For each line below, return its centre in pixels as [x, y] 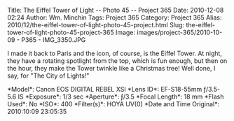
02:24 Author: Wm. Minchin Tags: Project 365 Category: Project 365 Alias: [115, 17]
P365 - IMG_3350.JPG [53, 40]
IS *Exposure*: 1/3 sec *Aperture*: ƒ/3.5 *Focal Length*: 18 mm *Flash [121, 97]
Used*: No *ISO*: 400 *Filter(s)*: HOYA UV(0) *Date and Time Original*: [113, 104]
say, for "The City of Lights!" [48, 76]
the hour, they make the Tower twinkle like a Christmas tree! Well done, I [111, 68]
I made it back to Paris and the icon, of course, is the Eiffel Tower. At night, [115, 53]
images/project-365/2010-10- [179, 32]
